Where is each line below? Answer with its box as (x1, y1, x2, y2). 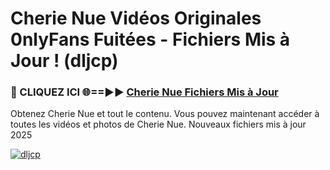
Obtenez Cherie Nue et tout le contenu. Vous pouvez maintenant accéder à (10, 108, 320, 120)
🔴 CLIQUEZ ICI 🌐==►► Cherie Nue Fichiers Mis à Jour (10, 85, 279, 99)
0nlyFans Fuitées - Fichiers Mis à (10, 28, 291, 51)
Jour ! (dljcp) (10, 50, 119, 72)
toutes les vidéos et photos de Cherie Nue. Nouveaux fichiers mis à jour (10, 118, 307, 131)
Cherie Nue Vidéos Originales (10, 7, 262, 30)
